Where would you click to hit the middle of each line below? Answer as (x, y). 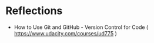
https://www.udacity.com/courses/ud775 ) (65, 33)
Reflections (34, 11)
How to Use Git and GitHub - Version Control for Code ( (81, 27)
